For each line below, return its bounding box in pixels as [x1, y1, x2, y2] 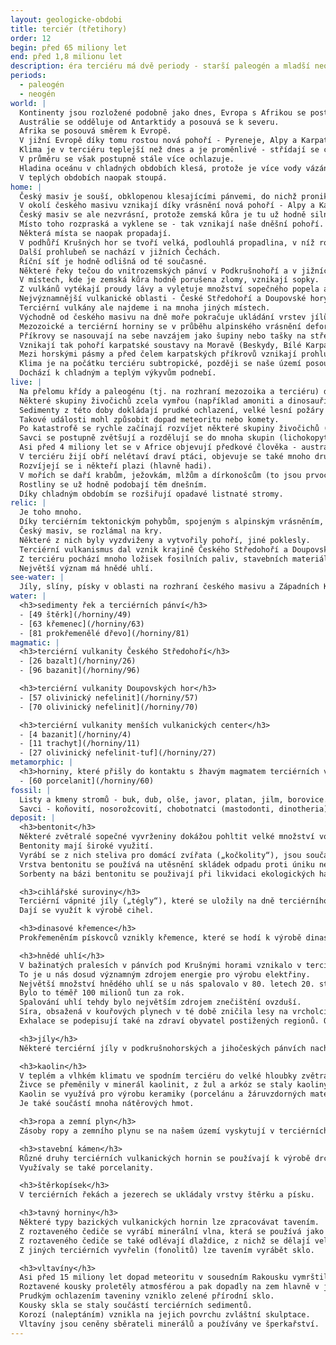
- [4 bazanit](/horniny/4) [19, 729, 132, 740]
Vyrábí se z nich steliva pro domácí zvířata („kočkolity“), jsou [19, 850, 302, 860]
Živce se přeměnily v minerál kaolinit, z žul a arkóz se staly [19, 1080, 293, 1090]
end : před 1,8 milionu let [10, 52, 123, 62]
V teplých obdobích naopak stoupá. [19, 172, 168, 183]
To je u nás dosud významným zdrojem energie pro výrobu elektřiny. [19, 969, 311, 980]
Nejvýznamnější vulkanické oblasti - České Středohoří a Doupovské [19, 294, 307, 304]
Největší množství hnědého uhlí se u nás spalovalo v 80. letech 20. [19, 979, 315, 989]
